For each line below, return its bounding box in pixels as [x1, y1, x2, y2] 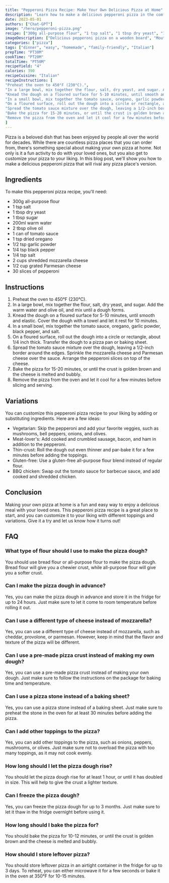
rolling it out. [5, 604, 31, 610]
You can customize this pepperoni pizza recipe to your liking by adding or [5, 410, 158, 417]
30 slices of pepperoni [12, 268, 59, 274]
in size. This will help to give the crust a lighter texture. [5, 780, 118, 786]
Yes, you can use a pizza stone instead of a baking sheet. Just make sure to [5, 704, 162, 710]
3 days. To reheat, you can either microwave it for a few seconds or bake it [5, 868, 160, 874]
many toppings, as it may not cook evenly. [5, 750, 93, 756]
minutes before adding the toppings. [12, 452, 88, 458]
